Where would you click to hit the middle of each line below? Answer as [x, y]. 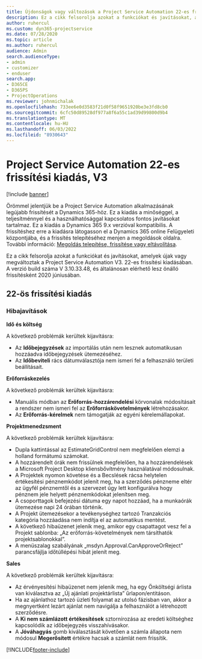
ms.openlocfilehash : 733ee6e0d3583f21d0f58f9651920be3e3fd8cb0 [87, 107]
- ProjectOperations [32, 96]
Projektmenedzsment [34, 426]
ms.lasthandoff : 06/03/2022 [41, 129]
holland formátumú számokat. [52, 456]
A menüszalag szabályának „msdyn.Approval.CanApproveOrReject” [99, 545]
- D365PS [17, 90]
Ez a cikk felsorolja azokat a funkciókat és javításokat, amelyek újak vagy [96, 256]
